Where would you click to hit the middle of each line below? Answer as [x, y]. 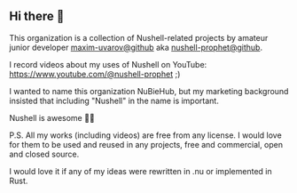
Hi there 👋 [37, 16]
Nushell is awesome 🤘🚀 [52, 117]
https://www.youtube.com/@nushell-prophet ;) [95, 74]
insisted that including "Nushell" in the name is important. [114, 101]
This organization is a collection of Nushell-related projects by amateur [139, 37]
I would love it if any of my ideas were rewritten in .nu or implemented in [141, 171]
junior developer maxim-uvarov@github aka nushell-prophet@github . [136, 47]
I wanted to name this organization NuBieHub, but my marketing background [149, 91]
